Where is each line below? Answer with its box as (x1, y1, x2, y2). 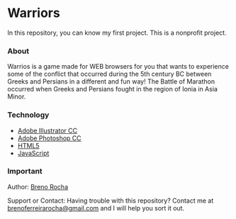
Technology (7, 110, 50, 120)
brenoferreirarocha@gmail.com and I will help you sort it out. (7, 203, 185, 212)
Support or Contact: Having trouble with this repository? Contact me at (7, 196, 214, 205)
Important (7, 167, 43, 176)
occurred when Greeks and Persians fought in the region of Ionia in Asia (7, 85, 218, 94)
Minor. (7, 92, 26, 101)
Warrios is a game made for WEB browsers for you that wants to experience (7, 62, 229, 71)
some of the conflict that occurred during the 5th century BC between (7, 69, 212, 79)
